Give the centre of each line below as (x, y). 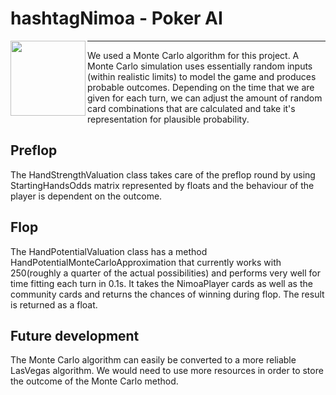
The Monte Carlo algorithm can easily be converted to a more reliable (153, 360)
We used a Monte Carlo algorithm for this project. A (193, 55)
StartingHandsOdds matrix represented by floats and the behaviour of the (162, 185)
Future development (75, 335)
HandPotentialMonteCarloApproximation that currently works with (146, 262)
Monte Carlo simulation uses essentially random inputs (200, 66)
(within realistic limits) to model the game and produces (202, 76)
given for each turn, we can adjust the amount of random (205, 98)
